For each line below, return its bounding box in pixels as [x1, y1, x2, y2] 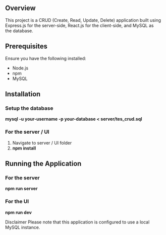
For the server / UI [5, 129, 50, 136]
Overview [5, 4, 36, 12]
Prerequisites [5, 42, 48, 51]
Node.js [12, 65, 29, 71]
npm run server [5, 186, 38, 192]
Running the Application [5, 159, 82, 168]
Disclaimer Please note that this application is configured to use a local [5, 219, 150, 225]
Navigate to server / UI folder [12, 140, 72, 146]
